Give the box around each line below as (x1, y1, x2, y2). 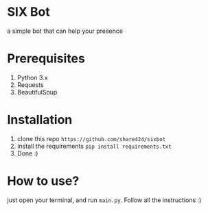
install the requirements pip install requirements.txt (16, 142, 172, 150)
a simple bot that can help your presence (7, 27, 124, 35)
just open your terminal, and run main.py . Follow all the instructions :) (7, 196, 202, 204)
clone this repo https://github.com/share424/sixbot (16, 134, 166, 142)
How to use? (7, 173, 80, 188)
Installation (7, 112, 73, 127)
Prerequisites (7, 51, 86, 66)
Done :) (16, 149, 38, 158)
